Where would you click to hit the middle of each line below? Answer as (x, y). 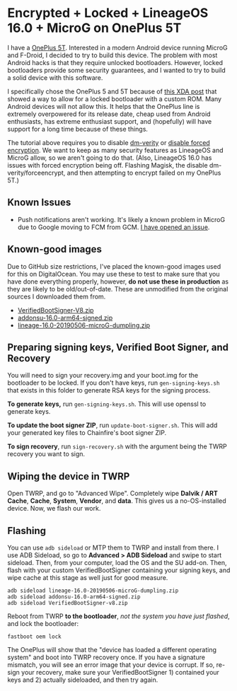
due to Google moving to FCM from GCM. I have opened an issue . (114, 227)
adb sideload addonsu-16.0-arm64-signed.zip (74, 597)
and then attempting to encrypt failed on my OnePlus (144, 173)
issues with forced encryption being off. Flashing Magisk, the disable (108, 165)
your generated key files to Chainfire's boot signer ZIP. (87, 433)
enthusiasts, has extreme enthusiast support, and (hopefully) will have (110, 121)
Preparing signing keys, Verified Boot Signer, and (118, 347)
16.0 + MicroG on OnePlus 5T (94, 28)
